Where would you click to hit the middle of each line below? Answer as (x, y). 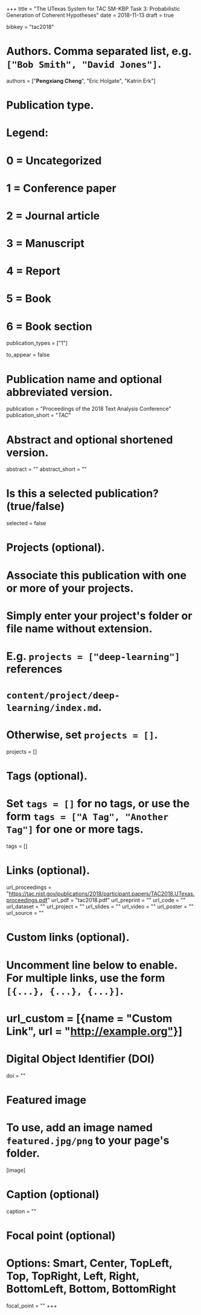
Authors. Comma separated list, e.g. (99, 51)
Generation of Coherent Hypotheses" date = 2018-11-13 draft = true (90, 15)
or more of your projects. (70, 588)
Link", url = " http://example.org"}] (94, 1031)
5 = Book (29, 299)
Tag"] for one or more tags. (75, 829)
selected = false (26, 523)
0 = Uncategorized (54, 160)
